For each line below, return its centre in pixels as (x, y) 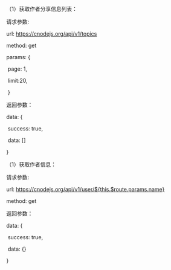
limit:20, (18, 81)
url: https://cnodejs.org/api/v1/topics (52, 34)
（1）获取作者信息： (31, 164)
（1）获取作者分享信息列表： (42, 9)
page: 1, (17, 69)
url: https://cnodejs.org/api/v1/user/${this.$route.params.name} (85, 189)
